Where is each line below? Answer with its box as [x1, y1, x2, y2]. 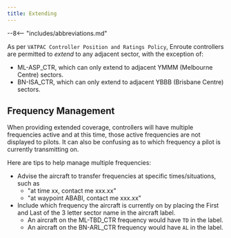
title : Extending [7, 10, 57, 17]
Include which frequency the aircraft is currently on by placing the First [17, 201, 219, 210]
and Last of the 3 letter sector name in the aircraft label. [17, 208, 176, 217]
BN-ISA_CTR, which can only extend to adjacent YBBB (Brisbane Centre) [17, 77, 224, 86]
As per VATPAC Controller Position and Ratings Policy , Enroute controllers [7, 42, 224, 50]
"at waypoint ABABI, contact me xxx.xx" [27, 194, 141, 202]
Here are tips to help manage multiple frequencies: [7, 159, 152, 167]
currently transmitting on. [7, 146, 79, 154]
